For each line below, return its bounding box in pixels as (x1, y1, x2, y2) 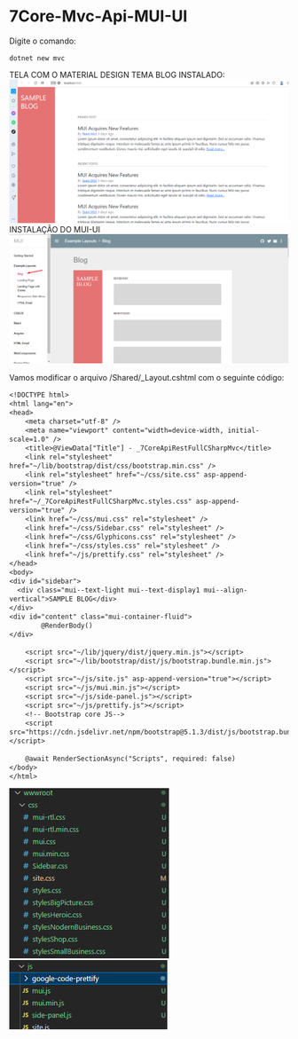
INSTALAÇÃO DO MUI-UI (9, 224, 100, 235)
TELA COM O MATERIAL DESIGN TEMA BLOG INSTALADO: (9, 69, 225, 80)
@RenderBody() (41, 621, 93, 631)
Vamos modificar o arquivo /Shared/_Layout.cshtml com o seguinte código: (9, 373, 285, 383)
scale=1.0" (9, 435, 50, 445)
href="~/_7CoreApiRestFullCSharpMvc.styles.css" (9, 497, 192, 507)
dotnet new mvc (9, 53, 66, 63)
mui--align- (203, 586, 248, 595)
